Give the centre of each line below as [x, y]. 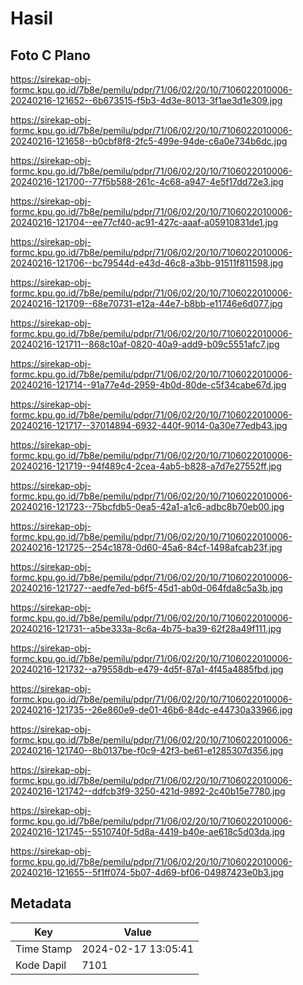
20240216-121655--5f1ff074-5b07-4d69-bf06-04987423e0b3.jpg [147, 872]
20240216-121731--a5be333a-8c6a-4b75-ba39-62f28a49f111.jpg [146, 628]
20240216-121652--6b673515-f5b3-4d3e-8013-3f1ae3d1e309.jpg [146, 100]
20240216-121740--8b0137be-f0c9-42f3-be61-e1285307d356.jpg [147, 750]
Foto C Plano [50, 55]
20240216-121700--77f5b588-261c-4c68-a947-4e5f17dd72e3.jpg [147, 181]
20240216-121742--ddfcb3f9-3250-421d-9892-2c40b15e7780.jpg [148, 791]
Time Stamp [44, 949]
